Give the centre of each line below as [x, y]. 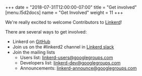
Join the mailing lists [34, 52]
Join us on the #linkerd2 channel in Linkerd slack [63, 47]
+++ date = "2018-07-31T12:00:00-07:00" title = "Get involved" [71, 7]
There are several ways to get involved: [46, 32]
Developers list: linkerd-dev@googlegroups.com [70, 63]
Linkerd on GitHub [31, 41]
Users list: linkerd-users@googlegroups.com [66, 57]
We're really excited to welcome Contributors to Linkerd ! [64, 22]
